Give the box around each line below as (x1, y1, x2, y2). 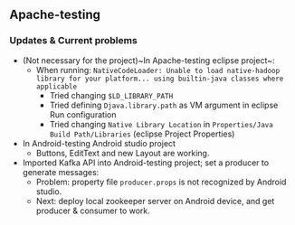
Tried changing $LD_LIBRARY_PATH (49, 89, 174, 100)
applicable (35, 81, 78, 91)
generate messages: (22, 166, 100, 177)
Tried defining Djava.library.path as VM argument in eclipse (49, 99, 279, 110)
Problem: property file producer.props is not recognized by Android (35, 176, 287, 187)
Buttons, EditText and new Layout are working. (35, 147, 210, 158)
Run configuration (49, 108, 117, 120)
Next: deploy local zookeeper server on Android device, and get (35, 195, 275, 206)
